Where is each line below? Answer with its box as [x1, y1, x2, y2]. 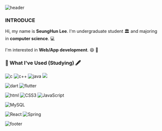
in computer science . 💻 [5, 36, 55, 42]
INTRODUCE [5, 17, 35, 24]
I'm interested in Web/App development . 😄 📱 [5, 47, 98, 53]
